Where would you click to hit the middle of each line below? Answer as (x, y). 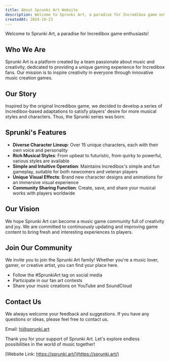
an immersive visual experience (46, 182)
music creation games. (29, 78)
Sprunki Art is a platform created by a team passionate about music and (80, 62)
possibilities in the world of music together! (50, 344)
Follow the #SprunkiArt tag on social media (57, 275)
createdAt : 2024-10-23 (29, 19)
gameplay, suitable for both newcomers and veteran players (75, 171)
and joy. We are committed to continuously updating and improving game (81, 227)
